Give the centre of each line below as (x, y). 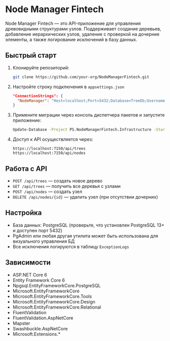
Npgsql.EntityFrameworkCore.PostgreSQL (57, 285)
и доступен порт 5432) (37, 230)
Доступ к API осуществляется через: (53, 139)
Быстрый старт (31, 55)
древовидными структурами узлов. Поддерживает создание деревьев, (83, 28)
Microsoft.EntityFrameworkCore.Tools (52, 296)
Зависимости (28, 263)
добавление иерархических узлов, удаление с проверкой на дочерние (82, 34)
